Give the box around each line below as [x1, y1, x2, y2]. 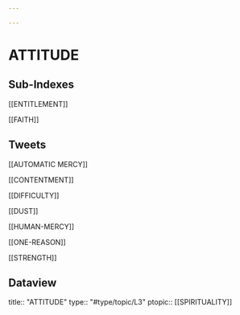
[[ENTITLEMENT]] [8, 99, 68, 108]
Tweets [8, 138, 47, 152]
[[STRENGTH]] [8, 252, 57, 262]
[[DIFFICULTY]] [8, 190, 60, 200]
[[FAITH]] [8, 114, 39, 125]
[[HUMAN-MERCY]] [8, 222, 75, 231]
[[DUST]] [8, 206, 39, 215]
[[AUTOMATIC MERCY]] [8, 159, 89, 169]
